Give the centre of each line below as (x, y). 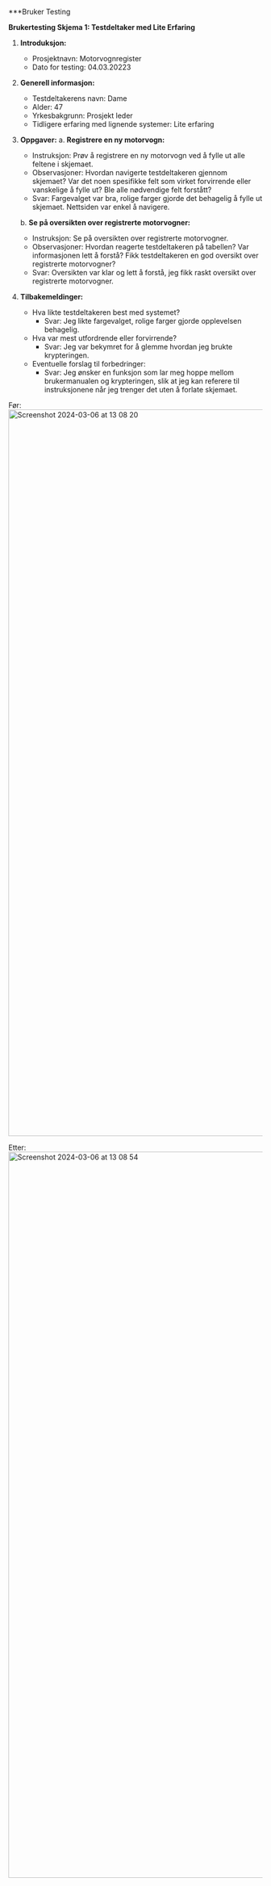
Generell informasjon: (57, 83)
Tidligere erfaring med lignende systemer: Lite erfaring (123, 124)
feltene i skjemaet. (63, 164)
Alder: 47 (47, 107)
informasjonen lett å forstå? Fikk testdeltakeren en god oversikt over (146, 255)
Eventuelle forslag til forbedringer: (89, 364)
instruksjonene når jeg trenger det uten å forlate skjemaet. (141, 390)
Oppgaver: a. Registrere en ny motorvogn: (92, 140)
